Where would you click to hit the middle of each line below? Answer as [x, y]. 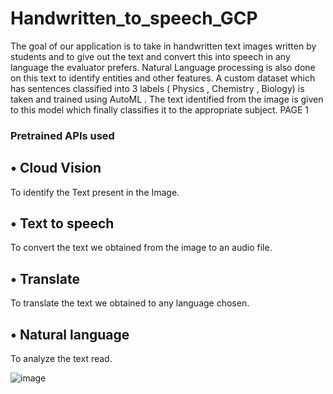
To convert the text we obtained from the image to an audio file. [141, 248]
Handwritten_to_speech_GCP [134, 18]
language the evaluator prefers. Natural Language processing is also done [163, 67]
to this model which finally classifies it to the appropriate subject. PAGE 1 [160, 109]
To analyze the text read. [61, 359]
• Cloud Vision [56, 168]
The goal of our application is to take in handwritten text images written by [163, 46]
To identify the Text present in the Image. [95, 192]
